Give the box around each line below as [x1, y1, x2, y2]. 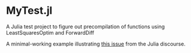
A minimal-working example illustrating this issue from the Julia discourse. [6, 40, 186, 47]
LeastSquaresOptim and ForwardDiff [6, 29, 95, 36]
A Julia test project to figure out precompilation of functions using [6, 23, 165, 30]
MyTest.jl [6, 4, 53, 17]
